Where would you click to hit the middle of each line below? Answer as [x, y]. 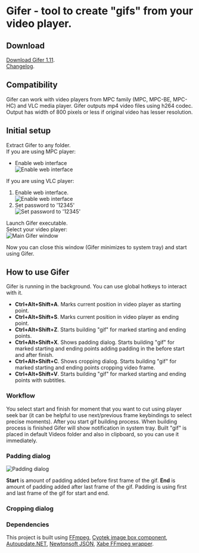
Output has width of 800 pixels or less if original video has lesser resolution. [99, 112]
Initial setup [29, 131]
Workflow [21, 396]
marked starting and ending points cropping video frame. [85, 368]
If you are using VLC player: [40, 181]
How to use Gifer [38, 272]
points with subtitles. [40, 380]
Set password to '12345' [45, 205]
